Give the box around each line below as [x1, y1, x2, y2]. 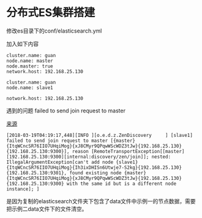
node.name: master [6, 58, 53, 64]
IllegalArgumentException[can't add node [6, 159, 114, 165]
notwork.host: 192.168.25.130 [6, 95, 84, 101]
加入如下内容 [6, 40, 39, 47]
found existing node [69, 169, 122, 176]
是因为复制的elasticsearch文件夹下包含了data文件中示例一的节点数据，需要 [6, 197, 196, 204]
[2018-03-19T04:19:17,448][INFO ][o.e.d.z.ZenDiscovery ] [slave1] [6, 132, 193, 138]
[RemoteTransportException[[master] [91, 148, 185, 154]
